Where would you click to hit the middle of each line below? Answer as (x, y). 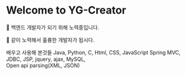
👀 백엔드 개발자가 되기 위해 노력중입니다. (53, 27)
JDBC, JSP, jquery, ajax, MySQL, (46, 59)
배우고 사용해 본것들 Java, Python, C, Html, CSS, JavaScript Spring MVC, (94, 52)
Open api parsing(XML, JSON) (43, 65)
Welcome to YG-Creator (66, 10)
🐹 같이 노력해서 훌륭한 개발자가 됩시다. (50, 40)
